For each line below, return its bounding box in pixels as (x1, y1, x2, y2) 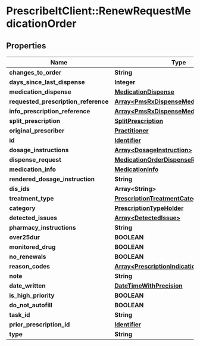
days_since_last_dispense (9, 78, 85, 86)
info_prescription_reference (9, 107, 90, 115)
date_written (9, 282, 46, 290)
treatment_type (9, 194, 54, 202)
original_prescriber (9, 126, 65, 135)
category (9, 204, 36, 212)
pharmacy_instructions (9, 224, 76, 231)
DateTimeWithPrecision (114, 282, 183, 290)
